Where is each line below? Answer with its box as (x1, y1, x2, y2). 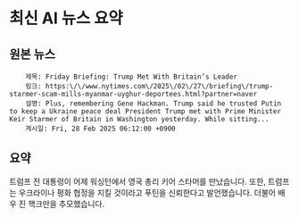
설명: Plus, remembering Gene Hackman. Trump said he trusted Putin (25, 99, 282, 108)
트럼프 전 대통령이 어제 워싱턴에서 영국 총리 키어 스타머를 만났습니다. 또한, (9, 176, 266, 187)
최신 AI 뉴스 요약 (9, 8, 123, 29)
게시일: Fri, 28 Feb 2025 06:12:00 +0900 (25, 124, 176, 133)
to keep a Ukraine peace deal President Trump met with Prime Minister (9, 107, 281, 116)
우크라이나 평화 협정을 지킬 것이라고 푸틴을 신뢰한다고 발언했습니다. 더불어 (18, 187, 277, 197)
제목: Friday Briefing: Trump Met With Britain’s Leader (25, 72, 238, 81)
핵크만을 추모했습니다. (28, 198, 105, 209)
